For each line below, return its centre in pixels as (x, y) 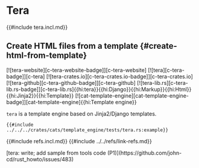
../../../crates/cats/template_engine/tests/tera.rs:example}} (87, 130)
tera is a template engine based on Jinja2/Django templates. (81, 114)
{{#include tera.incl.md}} (37, 27)
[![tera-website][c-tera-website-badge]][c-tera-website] (76, 70)
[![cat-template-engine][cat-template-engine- (132, 95)
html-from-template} (47, 56)
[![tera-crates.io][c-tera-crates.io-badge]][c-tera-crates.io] (119, 76)
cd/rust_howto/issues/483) (40, 159)
